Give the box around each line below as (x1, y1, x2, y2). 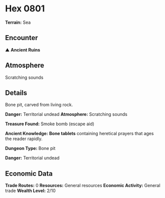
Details (5, 89, 27, 97)
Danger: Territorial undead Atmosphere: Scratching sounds (5, 111, 127, 117)
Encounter (5, 34, 38, 42)
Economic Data (5, 169, 53, 178)
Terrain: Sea (5, 19, 31, 25)
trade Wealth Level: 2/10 (5, 188, 56, 194)
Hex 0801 (5, 3, 45, 14)
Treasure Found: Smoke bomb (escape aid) (5, 121, 95, 127)
